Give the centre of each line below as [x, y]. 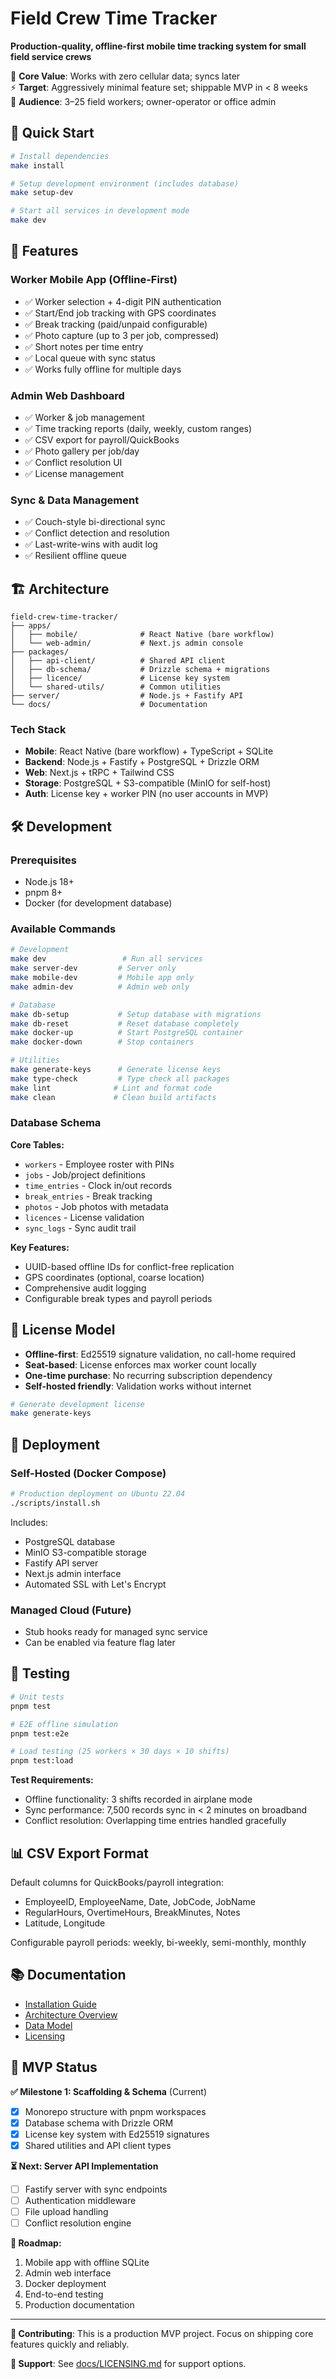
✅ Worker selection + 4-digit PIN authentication [123, 301]
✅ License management [74, 473]
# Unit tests [37, 1697]
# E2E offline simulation [64, 1724]
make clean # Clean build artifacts [113, 1097]
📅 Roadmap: [36, 2243]
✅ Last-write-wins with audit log [91, 544]
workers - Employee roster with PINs [99, 1164]
